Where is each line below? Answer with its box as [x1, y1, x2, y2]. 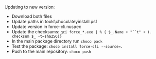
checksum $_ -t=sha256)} [11, 34, 62, 39]
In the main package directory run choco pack [11, 38, 103, 44]
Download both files [11, 14, 52, 19]
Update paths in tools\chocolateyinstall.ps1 [11, 19, 98, 24]
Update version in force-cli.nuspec [11, 24, 82, 29]
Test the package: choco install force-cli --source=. [11, 44, 123, 49]
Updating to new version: [4, 4, 55, 10]
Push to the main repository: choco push [11, 48, 91, 54]
